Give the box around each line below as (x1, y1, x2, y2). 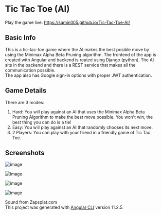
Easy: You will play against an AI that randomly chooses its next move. (12, 124, 153, 130)
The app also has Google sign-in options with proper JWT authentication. (5, 72, 152, 78)
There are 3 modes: (5, 99, 45, 105)
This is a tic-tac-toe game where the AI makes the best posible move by (5, 46, 149, 52)
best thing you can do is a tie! (12, 119, 72, 125)
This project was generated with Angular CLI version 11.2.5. (5, 204, 124, 210)
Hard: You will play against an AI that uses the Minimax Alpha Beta (12, 108, 145, 115)
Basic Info (5, 34, 36, 42)
